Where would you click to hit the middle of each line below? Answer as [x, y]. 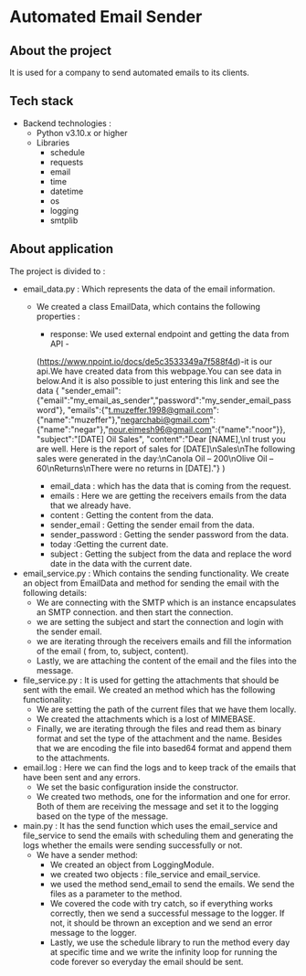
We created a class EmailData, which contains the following [148, 306]
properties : [58, 316]
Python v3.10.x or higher [82, 133]
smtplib [64, 220]
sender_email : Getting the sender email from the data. [153, 525]
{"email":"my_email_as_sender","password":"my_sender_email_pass [164, 400]
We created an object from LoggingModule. [132, 865]
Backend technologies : [67, 123]
